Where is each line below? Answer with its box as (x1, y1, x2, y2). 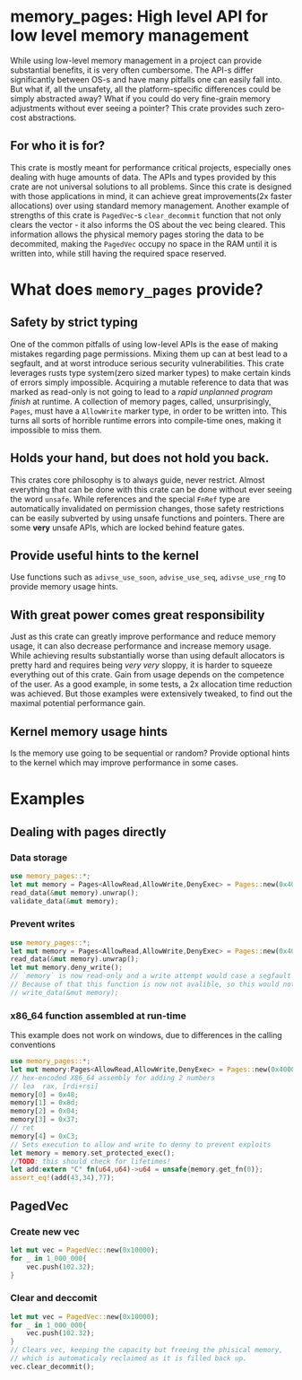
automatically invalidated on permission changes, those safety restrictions (10, 502, 285, 513)
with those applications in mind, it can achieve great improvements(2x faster (10, 190, 292, 201)
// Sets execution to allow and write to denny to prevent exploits (10, 1140, 272, 1149)
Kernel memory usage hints (10, 724, 168, 739)
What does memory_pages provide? (10, 279, 263, 300)
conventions (10, 1039, 56, 1051)
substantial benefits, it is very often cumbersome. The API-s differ (10, 65, 254, 75)
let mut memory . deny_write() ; (10, 963, 124, 973)
